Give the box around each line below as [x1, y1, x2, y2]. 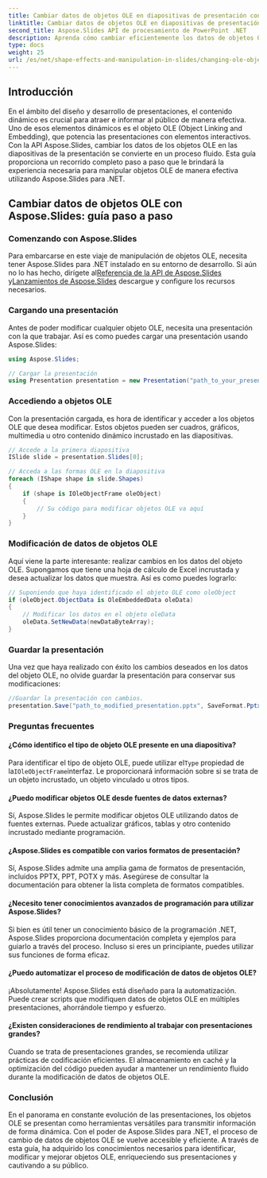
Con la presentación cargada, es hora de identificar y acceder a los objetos [8, 414, 255, 423]
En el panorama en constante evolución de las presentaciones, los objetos [8, 1110, 252, 1120]
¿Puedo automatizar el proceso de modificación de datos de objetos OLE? [8, 968, 257, 978]
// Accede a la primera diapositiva [8, 446, 130, 454]
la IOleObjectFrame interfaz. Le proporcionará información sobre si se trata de [8, 767, 258, 776]
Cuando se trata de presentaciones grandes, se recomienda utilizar [8, 1047, 229, 1056]
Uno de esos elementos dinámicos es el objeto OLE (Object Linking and [8, 123, 242, 133]
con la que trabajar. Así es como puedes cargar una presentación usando [8, 331, 249, 341]
